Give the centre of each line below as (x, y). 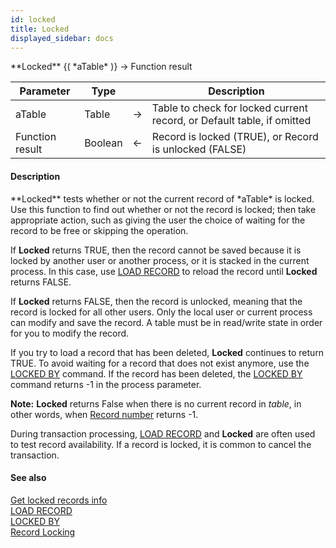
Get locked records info (59, 500)
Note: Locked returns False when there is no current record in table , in (156, 403)
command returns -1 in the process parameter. (106, 384)
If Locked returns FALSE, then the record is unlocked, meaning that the (156, 301)
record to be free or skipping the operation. (99, 230)
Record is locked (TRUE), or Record (235, 137)
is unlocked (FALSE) (199, 149)
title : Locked (40, 29)
